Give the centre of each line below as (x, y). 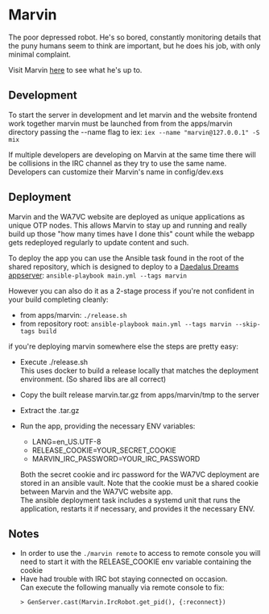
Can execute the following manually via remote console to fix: (122, 587)
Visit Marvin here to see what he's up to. (75, 69)
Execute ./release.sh (54, 361)
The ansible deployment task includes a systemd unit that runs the (130, 500)
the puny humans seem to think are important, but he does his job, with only (134, 45)
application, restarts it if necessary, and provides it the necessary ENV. (137, 508)
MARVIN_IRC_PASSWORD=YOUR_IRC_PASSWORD (116, 458)
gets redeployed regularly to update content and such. (99, 242)
